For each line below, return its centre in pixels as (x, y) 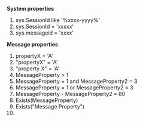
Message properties (33, 44)
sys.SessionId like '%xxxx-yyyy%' (58, 20)
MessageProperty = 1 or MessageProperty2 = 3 (74, 88)
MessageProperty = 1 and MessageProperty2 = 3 (76, 81)
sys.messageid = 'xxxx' (45, 33)
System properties (31, 9)
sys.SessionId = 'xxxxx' (45, 27)
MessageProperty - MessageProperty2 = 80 (70, 94)
